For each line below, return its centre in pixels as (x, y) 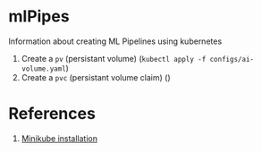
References (52, 114)
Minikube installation (59, 138)
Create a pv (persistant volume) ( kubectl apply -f (114, 58)
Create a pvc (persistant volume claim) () (96, 77)
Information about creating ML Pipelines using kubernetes (115, 41)
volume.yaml (43, 69)
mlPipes (39, 17)
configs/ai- (232, 59)
